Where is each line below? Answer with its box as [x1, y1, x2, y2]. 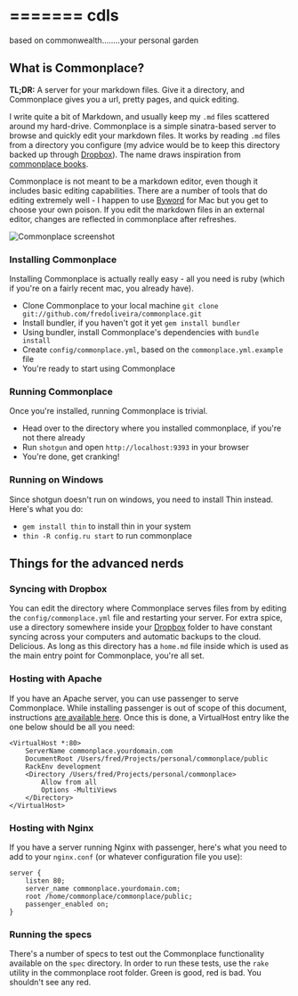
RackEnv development [25, 761, 101, 771]
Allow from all [41, 778, 98, 786]
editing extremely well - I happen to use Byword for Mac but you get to [9, 194, 269, 205]
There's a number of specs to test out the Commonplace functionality [9, 949, 265, 959]
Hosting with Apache [9, 672, 102, 685]
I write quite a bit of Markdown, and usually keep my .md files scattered [9, 111, 270, 121]
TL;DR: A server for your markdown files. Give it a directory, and [9, 84, 245, 95]
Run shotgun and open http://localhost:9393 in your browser [21, 442, 249, 453]
